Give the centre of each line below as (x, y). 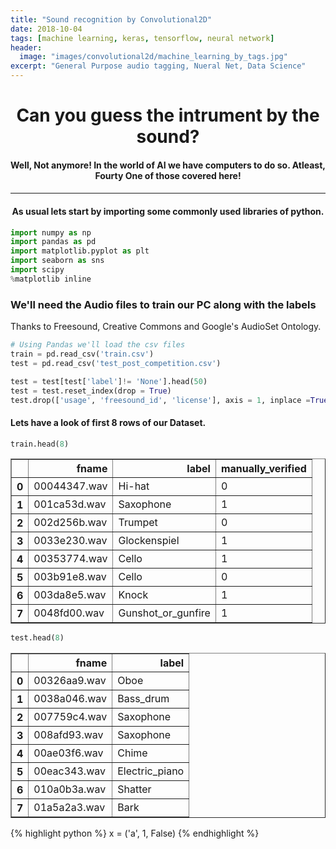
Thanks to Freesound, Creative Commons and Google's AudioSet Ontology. (166, 327)
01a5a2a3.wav (69, 808)
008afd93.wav (68, 735)
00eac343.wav (69, 771)
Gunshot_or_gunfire (164, 613)
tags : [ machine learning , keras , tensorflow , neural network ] (142, 38)
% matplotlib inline (51, 279)
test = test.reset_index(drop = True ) (91, 391)
